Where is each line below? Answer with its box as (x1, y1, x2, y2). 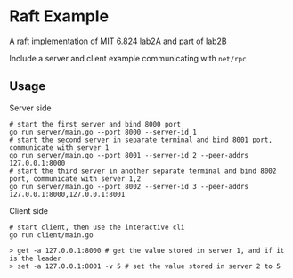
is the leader (9, 254, 62, 263)
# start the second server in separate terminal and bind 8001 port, (9, 135, 273, 144)
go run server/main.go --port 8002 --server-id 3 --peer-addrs (9, 182, 249, 191)
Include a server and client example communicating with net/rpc (9, 53, 247, 63)
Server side (9, 102, 52, 113)
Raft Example (9, 6, 110, 27)
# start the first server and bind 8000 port (9, 119, 181, 128)
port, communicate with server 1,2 (9, 174, 142, 184)
